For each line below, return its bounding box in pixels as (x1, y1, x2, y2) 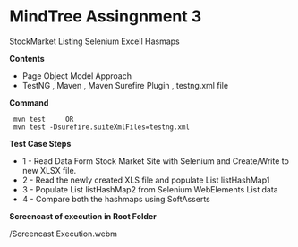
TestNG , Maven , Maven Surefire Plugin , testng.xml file (21, 80, 229, 90)
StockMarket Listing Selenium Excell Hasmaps (9, 36, 181, 47)
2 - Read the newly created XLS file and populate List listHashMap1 (21, 175, 270, 185)
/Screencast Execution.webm (9, 228, 118, 239)
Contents (9, 53, 45, 64)
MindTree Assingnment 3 (9, 6, 202, 27)
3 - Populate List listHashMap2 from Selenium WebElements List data (21, 183, 279, 194)
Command (9, 97, 49, 108)
